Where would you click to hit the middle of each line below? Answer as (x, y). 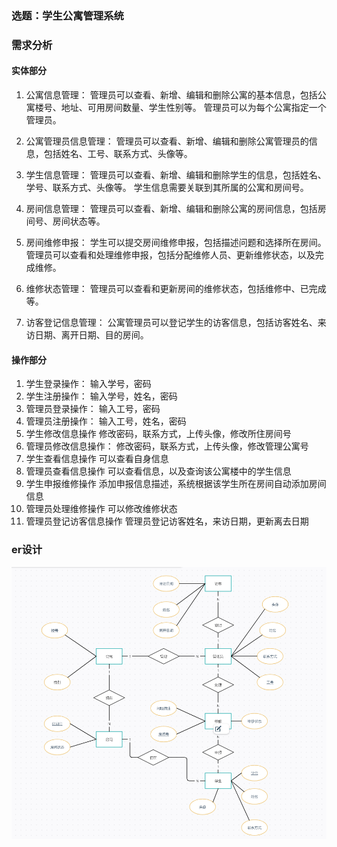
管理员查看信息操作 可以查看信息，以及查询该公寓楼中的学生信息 (158, 471)
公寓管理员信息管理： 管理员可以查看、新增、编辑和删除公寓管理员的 (167, 141)
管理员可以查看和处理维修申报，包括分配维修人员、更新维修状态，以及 (170, 255)
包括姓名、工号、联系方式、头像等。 (118, 154)
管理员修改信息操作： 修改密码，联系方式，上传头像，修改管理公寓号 (167, 446)
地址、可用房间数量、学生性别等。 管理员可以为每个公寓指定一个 (193, 108)
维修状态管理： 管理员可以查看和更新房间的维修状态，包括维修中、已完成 (176, 289)
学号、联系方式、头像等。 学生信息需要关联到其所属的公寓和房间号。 (167, 188)
